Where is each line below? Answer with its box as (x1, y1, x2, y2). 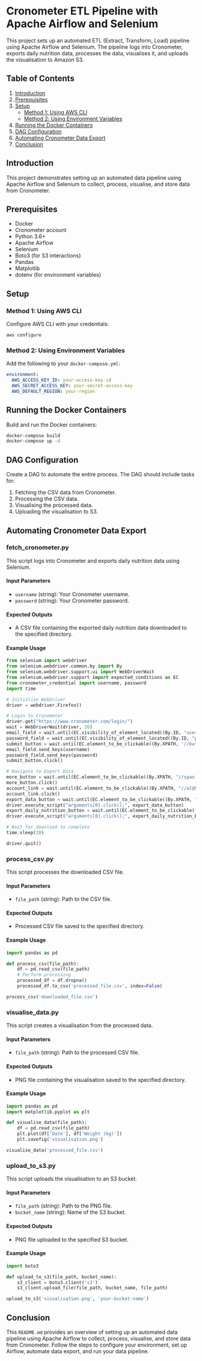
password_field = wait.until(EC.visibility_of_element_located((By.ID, (6, 735, 189, 741)
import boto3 (6, 1263, 39, 1269)
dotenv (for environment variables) (14, 271, 102, 278)
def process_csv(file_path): (6, 960, 79, 966)
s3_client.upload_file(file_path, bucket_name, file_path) (17, 1285, 168, 1291)
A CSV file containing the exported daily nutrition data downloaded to (14, 624, 188, 631)
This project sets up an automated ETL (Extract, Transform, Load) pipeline (6, 37, 190, 44)
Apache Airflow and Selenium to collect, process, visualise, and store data (6, 180, 191, 188)
